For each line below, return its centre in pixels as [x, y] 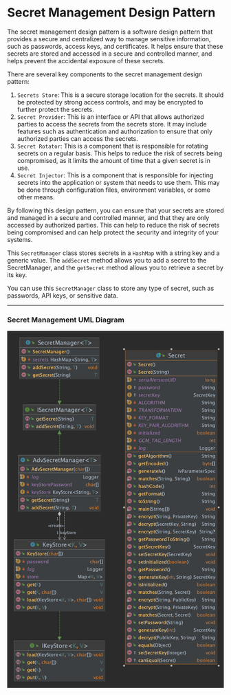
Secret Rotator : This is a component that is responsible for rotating [112, 146]
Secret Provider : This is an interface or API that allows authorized [110, 117]
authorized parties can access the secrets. [78, 138]
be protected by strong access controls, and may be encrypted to [110, 102]
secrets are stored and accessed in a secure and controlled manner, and [110, 54]
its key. [17, 275]
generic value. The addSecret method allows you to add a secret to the [107, 260]
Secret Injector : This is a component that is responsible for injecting [115, 175]
